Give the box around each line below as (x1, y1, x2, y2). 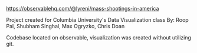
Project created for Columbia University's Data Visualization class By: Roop (6, 16, 189, 23)
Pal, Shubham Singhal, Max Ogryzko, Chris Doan (6, 23, 125, 29)
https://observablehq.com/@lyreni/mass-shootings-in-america (6, 5, 159, 12)
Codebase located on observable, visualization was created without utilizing (6, 34, 192, 41)
